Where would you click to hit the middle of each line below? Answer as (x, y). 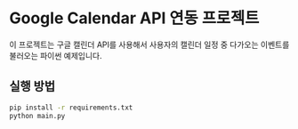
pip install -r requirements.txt (71, 108)
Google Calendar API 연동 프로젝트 (134, 18)
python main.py (37, 116)
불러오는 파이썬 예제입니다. (56, 55)
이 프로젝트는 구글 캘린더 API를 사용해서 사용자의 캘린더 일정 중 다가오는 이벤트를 (149, 44)
